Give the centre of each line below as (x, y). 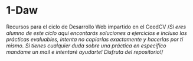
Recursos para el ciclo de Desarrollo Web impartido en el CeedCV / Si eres (96, 27)
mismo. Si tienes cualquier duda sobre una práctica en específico (86, 46)
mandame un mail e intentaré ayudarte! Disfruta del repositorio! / (85, 52)
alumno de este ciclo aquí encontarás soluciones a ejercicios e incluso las (97, 33)
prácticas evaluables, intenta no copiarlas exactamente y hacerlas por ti (95, 39)
